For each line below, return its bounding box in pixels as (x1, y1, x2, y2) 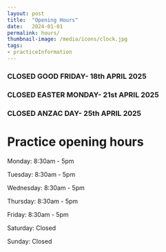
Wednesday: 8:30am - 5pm (7, 184, 85, 192)
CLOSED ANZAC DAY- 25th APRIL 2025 (7, 108, 142, 118)
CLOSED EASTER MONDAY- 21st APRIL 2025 (7, 90, 160, 99)
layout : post (7, 10, 45, 17)
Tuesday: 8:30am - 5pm (7, 170, 76, 178)
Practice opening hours (7, 134, 144, 149)
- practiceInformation (7, 49, 72, 56)
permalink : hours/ (7, 29, 60, 37)
